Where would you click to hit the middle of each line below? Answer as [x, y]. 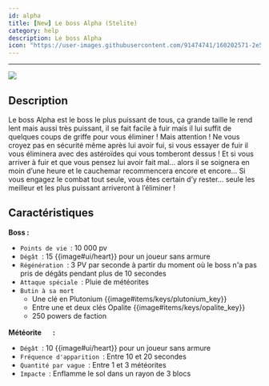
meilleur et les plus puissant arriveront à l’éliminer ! [92, 187]
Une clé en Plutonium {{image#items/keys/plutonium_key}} [129, 299]
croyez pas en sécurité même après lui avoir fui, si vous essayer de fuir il [128, 145]
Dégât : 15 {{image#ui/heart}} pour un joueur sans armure [115, 256]
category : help [34, 30]
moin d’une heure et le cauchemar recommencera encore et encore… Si [127, 171]
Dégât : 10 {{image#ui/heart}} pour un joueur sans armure [115, 348]
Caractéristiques [51, 213]
